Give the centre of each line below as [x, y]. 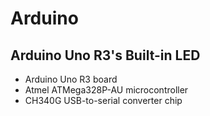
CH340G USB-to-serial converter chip [103, 100]
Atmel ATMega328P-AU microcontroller [106, 90]
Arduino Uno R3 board [71, 79]
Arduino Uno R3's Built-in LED [105, 55]
